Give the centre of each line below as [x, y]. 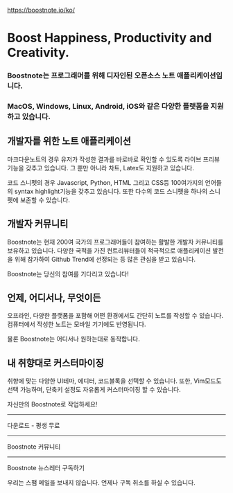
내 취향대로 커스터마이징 [55, 363]
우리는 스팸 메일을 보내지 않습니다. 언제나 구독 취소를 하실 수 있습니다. [101, 483]
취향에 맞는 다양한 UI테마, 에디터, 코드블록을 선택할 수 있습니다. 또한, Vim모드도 [114, 381]
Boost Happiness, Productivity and [110, 38]
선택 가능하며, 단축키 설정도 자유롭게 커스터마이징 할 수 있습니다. [94, 390]
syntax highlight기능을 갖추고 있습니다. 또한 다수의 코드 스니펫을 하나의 [111, 191]
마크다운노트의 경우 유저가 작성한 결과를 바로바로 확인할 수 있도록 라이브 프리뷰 [114, 159]
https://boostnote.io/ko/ [41, 10]
